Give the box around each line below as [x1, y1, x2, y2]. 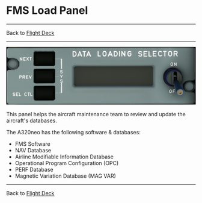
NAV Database [14, 147, 52, 154]
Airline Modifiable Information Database [14, 153, 114, 160]
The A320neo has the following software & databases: [6, 129, 141, 136]
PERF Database [14, 166, 54, 173]
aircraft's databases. [6, 117, 57, 124]
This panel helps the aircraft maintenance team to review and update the [6, 111, 186, 117]
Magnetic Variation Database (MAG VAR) [14, 172, 116, 180]
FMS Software [14, 140, 51, 148]
